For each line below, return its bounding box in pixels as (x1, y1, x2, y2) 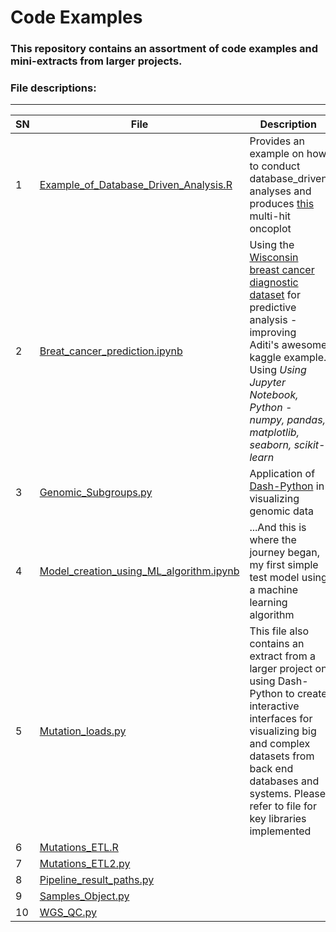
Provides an (249, 134, 305, 148)
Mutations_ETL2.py (39, 857, 131, 871)
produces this (249, 197, 315, 211)
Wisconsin (249, 251, 299, 265)
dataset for (249, 288, 301, 302)
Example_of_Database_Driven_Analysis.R (39, 178, 233, 192)
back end (249, 762, 294, 776)
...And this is (249, 521, 307, 535)
